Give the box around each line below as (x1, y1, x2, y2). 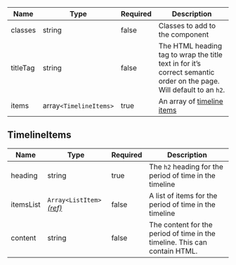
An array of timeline (158, 96, 223, 106)
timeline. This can (148, 237, 207, 247)
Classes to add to (158, 21, 216, 30)
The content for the (148, 219, 213, 229)
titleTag (11, 63, 35, 72)
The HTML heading (158, 41, 223, 51)
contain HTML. (148, 246, 198, 256)
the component (158, 30, 209, 39)
